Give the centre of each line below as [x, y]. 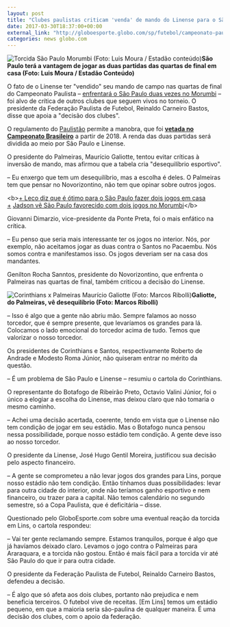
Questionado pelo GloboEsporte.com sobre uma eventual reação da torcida [114, 518]
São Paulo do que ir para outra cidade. [61, 561]
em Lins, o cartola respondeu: [49, 525]
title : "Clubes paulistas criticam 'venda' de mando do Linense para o [111, 20]
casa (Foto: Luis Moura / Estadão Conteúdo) [71, 73]
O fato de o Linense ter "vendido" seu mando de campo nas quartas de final [115, 87]
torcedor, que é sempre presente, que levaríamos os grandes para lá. [105, 323]
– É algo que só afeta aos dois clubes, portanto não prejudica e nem [103, 595]
